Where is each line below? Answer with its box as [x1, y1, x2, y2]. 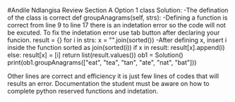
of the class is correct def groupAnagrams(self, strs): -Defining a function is [7, 13, 228, 22]
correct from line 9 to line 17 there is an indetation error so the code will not [7, 21, 226, 29]
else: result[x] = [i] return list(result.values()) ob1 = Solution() [7, 51, 183, 59]
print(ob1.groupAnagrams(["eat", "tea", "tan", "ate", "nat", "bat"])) [7, 58, 197, 66]
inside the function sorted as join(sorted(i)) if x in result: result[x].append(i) [7, 44, 225, 51]
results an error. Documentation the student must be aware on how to [7, 79, 210, 87]
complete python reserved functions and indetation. [7, 87, 159, 95]
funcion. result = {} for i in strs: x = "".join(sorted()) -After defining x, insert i [7, 36, 227, 44]
